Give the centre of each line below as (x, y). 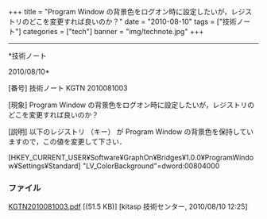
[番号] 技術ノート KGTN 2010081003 (68, 88)
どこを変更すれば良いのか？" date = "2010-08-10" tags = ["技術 (133, 21)
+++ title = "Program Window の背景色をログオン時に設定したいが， (120, 12)
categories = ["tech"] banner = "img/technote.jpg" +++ (113, 31)
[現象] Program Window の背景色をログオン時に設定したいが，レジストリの (132, 105)
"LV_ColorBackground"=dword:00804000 (151, 166)
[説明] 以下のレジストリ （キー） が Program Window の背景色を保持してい (131, 132)
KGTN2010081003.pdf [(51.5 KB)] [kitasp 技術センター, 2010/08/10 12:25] (128, 207)
